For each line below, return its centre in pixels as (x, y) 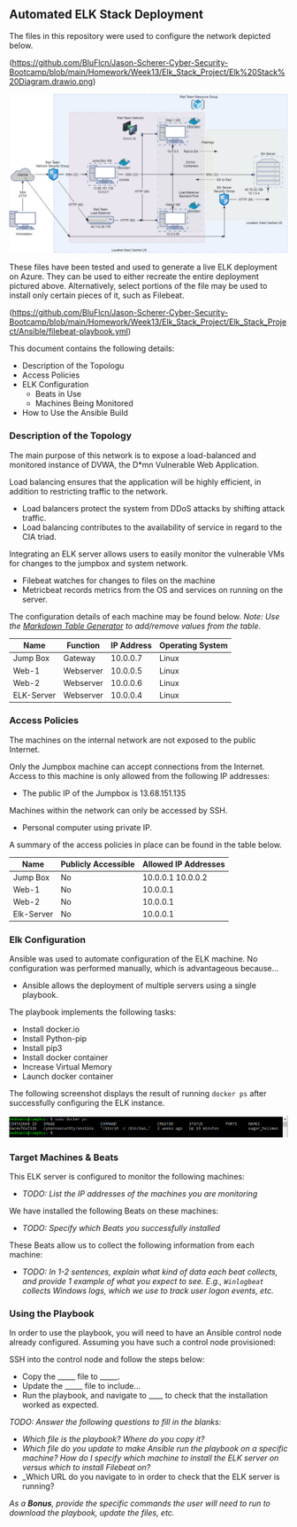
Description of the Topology (71, 436)
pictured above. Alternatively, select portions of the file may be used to (138, 286)
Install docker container (65, 1057)
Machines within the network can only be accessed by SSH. (118, 810)
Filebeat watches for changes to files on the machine (118, 580)
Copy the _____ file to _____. (71, 1376)
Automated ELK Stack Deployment (106, 15)
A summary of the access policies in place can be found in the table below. (146, 845)
